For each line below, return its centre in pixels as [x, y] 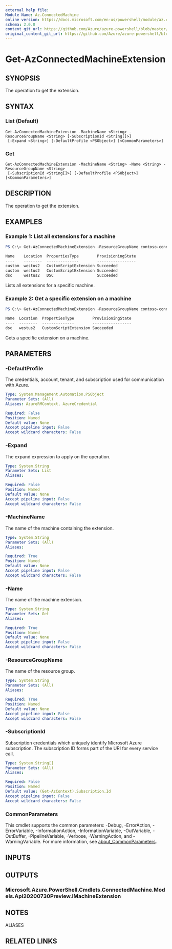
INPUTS [18, 857]
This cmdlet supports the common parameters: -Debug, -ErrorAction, [79, 825]
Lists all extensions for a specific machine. [50, 285]
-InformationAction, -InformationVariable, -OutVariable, [94, 831]
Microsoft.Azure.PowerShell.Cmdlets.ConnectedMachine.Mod [85, 890]
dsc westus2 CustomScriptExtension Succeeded [59, 328]
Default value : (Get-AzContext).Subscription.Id [58, 792]
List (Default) [22, 121]
